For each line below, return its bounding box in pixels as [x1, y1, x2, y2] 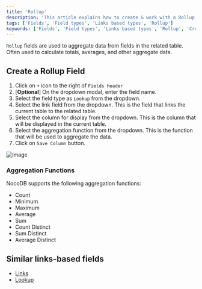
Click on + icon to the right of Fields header [14, 82, 123, 89]
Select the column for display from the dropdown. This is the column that [14, 114, 196, 121]
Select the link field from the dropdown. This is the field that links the [14, 101, 186, 108]
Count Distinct [14, 223, 51, 231]
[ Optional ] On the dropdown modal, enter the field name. [14, 89, 157, 96]
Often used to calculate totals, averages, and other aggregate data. [6, 49, 173, 56]
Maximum [14, 204, 40, 211]
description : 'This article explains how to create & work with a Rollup [6, 14, 195, 20]
